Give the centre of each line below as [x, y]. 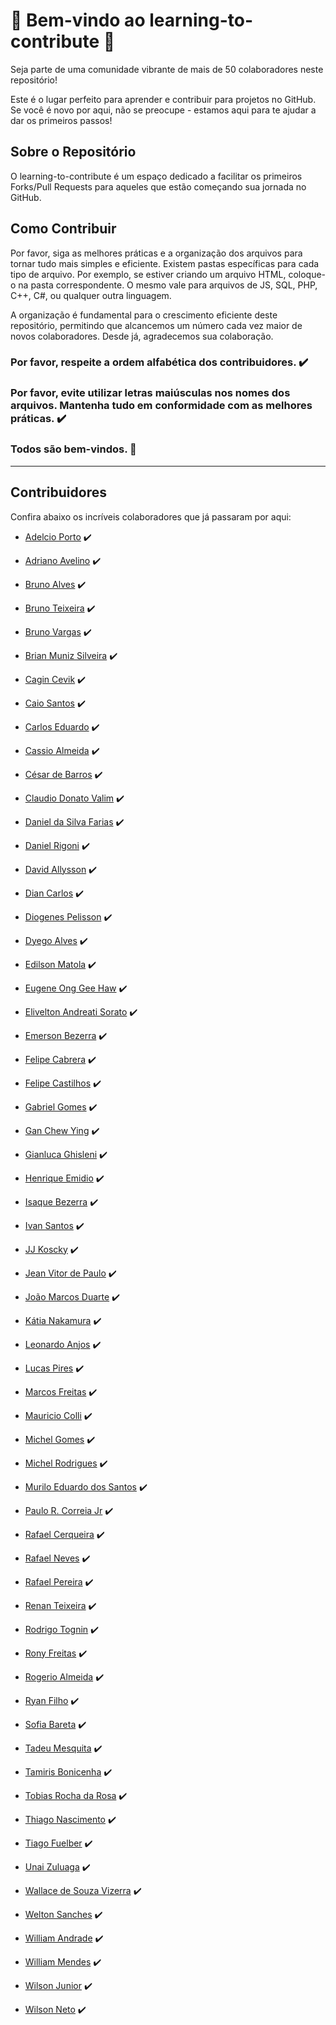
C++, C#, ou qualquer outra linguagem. [91, 295]
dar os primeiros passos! [61, 120]
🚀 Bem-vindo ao [78, 20]
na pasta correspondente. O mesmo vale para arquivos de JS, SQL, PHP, [168, 285]
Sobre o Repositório [73, 152]
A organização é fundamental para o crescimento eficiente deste [144, 315]
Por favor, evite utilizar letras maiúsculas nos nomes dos [150, 393]
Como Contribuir [63, 229]
